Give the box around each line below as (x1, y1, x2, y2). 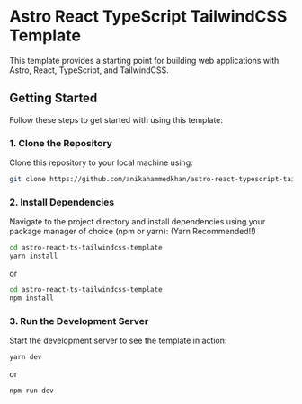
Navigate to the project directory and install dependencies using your (9, 216, 266, 227)
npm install (9, 294, 54, 303)
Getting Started (9, 91, 98, 106)
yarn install (9, 251, 58, 261)
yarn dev (9, 353, 42, 362)
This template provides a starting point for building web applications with (9, 55, 280, 66)
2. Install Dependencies (9, 196, 115, 208)
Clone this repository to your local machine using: (9, 157, 193, 168)
